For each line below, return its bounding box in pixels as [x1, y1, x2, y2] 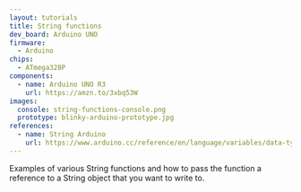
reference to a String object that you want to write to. [9, 172, 205, 183]
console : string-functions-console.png [17, 105, 167, 114]
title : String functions [9, 22, 102, 31]
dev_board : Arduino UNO [9, 30, 99, 39]
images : [9, 96, 39, 106]
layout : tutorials [9, 13, 78, 22]
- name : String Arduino [17, 130, 106, 139]
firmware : [9, 38, 47, 48]
